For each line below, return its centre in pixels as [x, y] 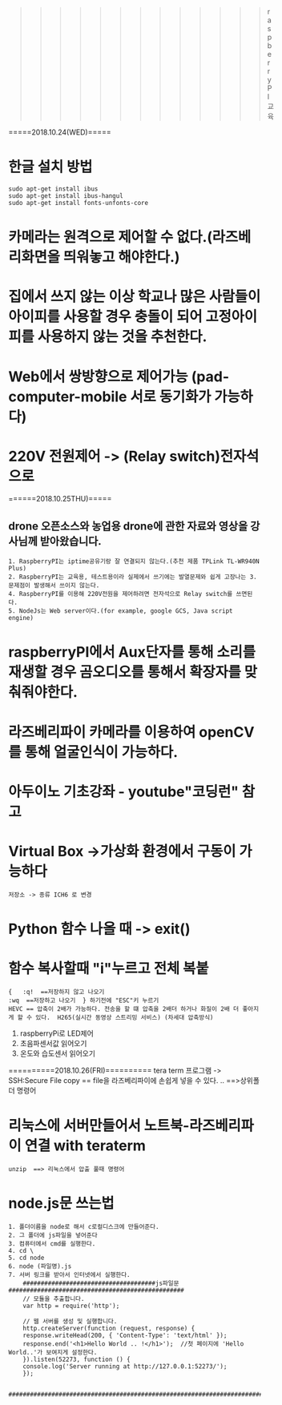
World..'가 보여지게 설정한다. [53, 1352]
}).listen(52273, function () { [77, 1359]
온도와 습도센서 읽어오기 [58, 1053]
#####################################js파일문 [101, 1283]
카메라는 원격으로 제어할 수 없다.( [111, 238]
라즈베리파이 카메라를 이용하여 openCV [131, 732]
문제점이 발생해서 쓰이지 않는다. [54, 586]
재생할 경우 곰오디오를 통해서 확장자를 [125, 672]
